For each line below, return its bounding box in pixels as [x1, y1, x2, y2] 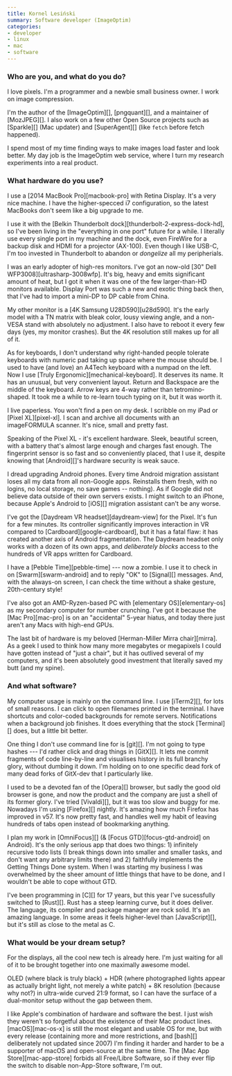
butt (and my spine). [7, 664, 65, 672]
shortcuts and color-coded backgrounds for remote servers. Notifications [7, 712, 217, 720]
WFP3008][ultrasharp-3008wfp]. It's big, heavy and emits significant [7, 270, 205, 278]
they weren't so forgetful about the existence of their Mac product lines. [7, 1017, 213, 1025]
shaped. [7, 393, 30, 401]
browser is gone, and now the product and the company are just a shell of [7, 790, 218, 799]
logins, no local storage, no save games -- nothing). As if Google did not [7, 485, 213, 493]
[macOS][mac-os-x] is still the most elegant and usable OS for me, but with [7, 1025, 222, 1033]
